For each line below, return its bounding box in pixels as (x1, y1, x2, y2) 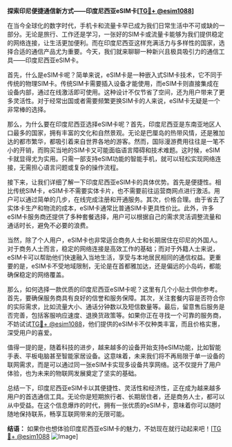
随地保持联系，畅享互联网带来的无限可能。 (7, 410, 128, 418)
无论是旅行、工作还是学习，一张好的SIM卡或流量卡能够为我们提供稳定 (25, 30, 224, 38)
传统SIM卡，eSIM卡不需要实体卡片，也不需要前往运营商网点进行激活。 (12, 187, 214, 194)
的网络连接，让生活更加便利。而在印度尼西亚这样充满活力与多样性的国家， (7, 39, 219, 47)
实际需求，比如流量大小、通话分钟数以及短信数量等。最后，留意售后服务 (12, 302, 219, 311)
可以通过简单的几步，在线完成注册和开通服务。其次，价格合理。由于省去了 (12, 195, 225, 203)
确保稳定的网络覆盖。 (7, 271, 68, 279)
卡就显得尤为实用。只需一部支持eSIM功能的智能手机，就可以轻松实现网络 (7, 155, 215, 163)
